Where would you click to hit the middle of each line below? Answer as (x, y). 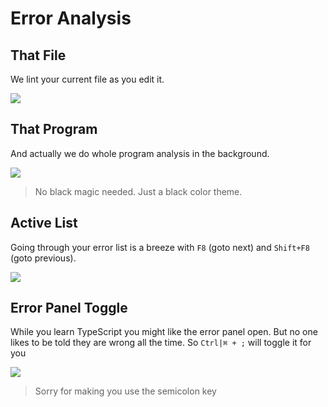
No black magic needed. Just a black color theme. (138, 191)
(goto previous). (43, 258)
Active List (44, 223)
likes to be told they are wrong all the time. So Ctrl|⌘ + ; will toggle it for (161, 343)
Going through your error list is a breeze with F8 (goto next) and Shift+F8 (160, 247)
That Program (54, 129)
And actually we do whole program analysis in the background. (140, 153)
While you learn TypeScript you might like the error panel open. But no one (164, 332)
